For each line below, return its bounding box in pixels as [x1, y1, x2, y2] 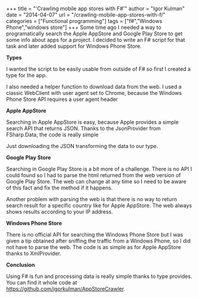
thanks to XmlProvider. [6, 250, 61, 257]
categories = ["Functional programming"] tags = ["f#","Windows [6, 18, 163, 24]
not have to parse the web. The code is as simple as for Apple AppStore [6, 244, 181, 250]
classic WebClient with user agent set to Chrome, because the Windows [6, 90, 182, 96]
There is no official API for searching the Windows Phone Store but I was [6, 231, 183, 238]
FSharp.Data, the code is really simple [6, 131, 99, 138]
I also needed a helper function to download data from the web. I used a [6, 83, 182, 90]
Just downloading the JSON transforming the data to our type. [6, 143, 158, 149]
